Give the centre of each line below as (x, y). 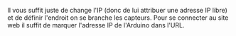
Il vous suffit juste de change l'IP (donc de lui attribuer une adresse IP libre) (117, 10)
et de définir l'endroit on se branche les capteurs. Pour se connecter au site (118, 18)
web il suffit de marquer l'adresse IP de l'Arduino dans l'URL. (96, 25)
